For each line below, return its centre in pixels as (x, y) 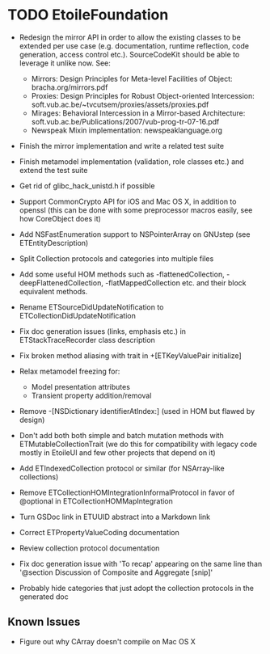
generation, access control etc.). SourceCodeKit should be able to (129, 54)
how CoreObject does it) (60, 218)
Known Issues (44, 622)
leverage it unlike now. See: (65, 63)
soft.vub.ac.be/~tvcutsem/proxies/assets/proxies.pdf (120, 104)
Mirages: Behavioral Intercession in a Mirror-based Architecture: (138, 113)
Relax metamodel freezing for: (70, 371)
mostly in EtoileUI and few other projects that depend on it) (117, 452)
